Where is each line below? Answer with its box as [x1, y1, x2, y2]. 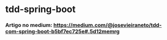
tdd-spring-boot [5, 4, 76, 15]
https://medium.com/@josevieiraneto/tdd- [53, 22, 162, 29]
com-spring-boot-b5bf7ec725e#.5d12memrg [5, 28, 120, 35]
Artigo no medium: [5, 22, 52, 29]
